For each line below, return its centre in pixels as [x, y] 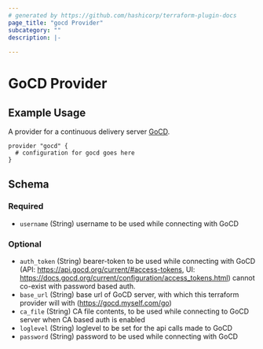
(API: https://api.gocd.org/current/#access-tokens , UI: [107, 269]
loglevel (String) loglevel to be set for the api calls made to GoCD [126, 329]
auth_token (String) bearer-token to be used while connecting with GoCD [137, 262]
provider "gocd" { [38, 147]
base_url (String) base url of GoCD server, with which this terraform [129, 295]
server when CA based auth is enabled [82, 320]
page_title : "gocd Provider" [56, 23]
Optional [25, 243]
